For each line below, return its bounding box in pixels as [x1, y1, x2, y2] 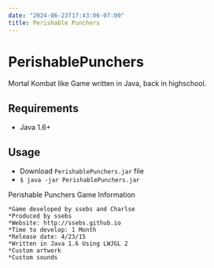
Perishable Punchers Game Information [8, 190, 136, 199]
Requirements [8, 102, 79, 115]
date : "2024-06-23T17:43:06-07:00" [8, 11, 125, 20]
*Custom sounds [8, 254, 58, 262]
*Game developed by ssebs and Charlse [8, 206, 135, 214]
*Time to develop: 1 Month [8, 226, 97, 234]
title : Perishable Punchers [8, 19, 101, 27]
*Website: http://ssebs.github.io [8, 219, 122, 227]
